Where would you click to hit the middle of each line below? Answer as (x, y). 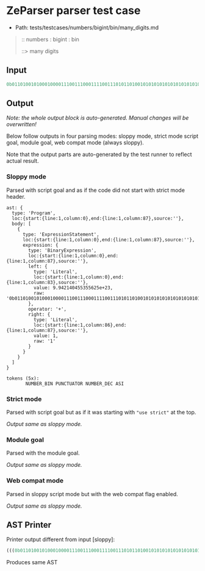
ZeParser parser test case (74, 11)
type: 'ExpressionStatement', (61, 234)
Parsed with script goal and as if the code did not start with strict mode (95, 190)
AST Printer (29, 525)
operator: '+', (48, 309)
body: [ (22, 224)
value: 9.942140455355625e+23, (73, 288)
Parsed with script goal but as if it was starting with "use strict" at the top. (101, 413)
